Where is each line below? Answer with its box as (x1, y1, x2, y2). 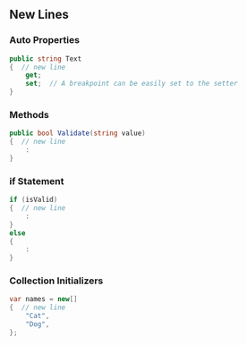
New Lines (9, 7, 69, 22)
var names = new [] (9, 295, 78, 304)
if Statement (9, 174, 64, 187)
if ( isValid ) (9, 196, 58, 205)
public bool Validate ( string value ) (9, 129, 146, 138)
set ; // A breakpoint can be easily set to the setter (25, 80, 239, 88)
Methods (9, 108, 49, 121)
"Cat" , (25, 312, 50, 321)
